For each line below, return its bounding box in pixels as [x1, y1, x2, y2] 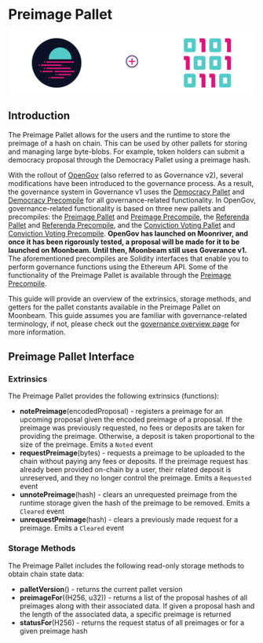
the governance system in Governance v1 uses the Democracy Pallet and [8, 187, 245, 196]
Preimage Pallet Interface [8, 350, 135, 364]
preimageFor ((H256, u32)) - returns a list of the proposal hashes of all [19, 593, 248, 602]
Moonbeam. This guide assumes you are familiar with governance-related [8, 310, 247, 320]
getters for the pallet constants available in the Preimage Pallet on [8, 302, 221, 312]
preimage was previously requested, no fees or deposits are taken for [19, 423, 245, 433]
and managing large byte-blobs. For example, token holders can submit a [8, 147, 245, 156]
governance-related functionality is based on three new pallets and [8, 203, 225, 213]
